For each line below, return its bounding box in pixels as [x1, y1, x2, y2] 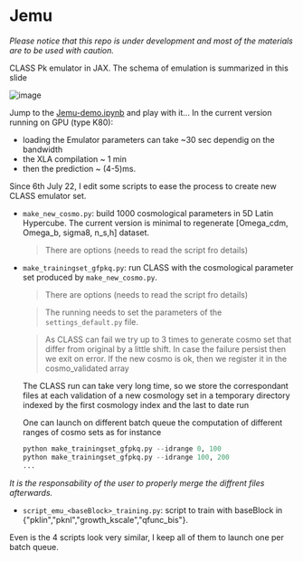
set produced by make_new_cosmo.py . [22, 271, 158, 282]
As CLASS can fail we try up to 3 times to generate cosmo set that [44, 334, 292, 345]
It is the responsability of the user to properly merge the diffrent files [9, 477, 265, 489]
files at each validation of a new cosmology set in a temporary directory [22, 390, 291, 401]
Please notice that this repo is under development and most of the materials [9, 35, 294, 46]
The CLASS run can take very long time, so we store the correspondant [22, 380, 289, 391]
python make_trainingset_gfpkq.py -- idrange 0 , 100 [22, 444, 222, 453]
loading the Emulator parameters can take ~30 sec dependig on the [22, 134, 275, 145]
